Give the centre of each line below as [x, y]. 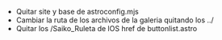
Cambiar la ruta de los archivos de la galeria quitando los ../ [115, 20]
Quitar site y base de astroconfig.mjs [77, 12]
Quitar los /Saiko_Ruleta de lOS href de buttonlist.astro [107, 28]
